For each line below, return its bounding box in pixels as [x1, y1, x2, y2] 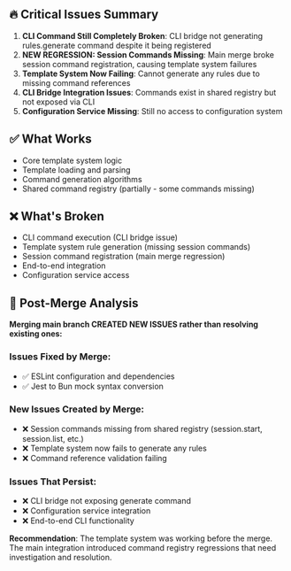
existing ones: [9, 328, 63, 339]
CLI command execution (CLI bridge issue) [21, 232, 179, 243]
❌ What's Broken [9, 209, 104, 224]
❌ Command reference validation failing [21, 452, 168, 463]
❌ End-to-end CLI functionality [21, 515, 134, 526]
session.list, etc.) [21, 433, 84, 444]
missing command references [21, 77, 131, 88]
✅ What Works [9, 132, 92, 147]
